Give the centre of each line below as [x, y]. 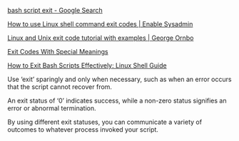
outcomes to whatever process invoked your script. [83, 130]
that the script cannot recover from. [60, 87]
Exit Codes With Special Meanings [58, 52]
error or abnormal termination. [52, 108]
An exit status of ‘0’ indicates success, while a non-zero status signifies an [117, 100]
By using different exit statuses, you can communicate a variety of [105, 122]
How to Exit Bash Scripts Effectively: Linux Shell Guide [87, 66]
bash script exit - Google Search [55, 10]
